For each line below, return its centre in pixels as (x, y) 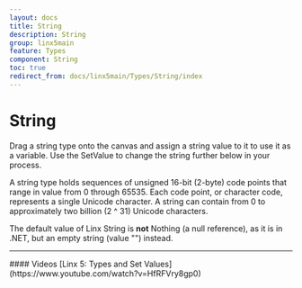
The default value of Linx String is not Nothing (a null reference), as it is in (146, 228)
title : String (36, 26)
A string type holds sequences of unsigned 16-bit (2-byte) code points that (148, 182)
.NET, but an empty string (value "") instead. (91, 238)
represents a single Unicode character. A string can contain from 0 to (138, 201)
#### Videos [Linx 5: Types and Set (75, 264)
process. (26, 165)
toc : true (28, 68)
